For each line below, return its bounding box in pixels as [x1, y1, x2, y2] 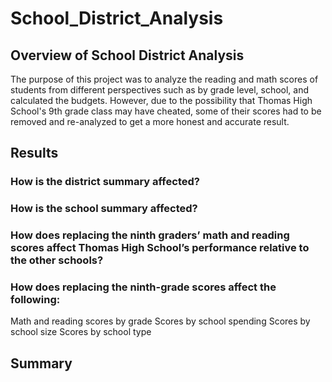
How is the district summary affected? [10, 175, 200, 189]
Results [10, 145, 59, 162]
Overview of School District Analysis [10, 47, 245, 64]
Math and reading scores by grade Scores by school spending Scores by [10, 315, 311, 327]
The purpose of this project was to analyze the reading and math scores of [10, 73, 319, 85]
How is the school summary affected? [10, 202, 198, 216]
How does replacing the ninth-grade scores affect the [10, 280, 277, 294]
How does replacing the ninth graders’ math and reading [10, 228, 290, 242]
